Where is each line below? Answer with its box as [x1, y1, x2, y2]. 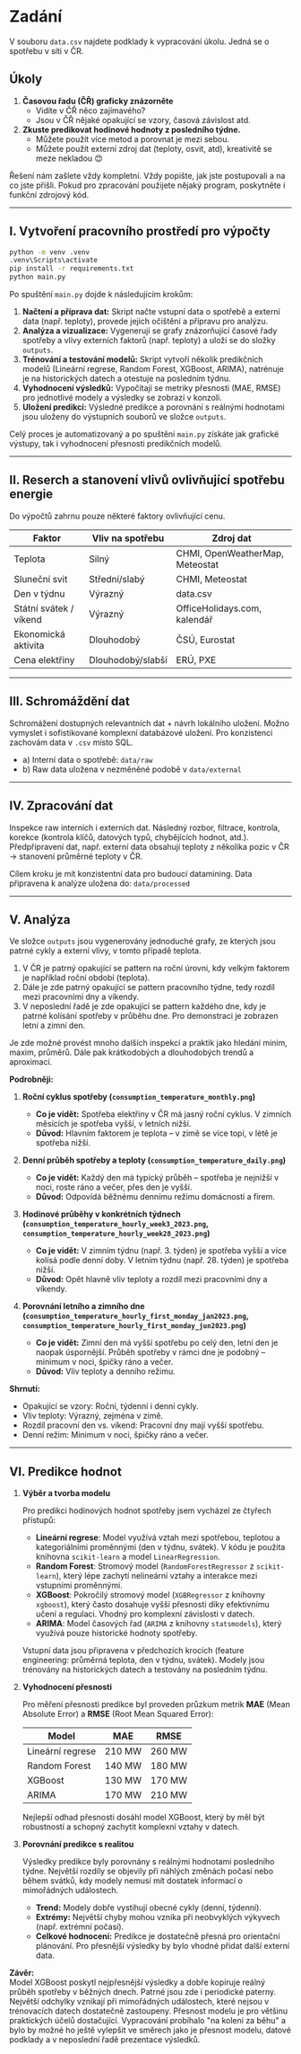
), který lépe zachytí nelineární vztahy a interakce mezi [56, 1571, 258, 1581]
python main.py [9, 272, 66, 282]
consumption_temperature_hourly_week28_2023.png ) [21, 1228, 211, 1239]
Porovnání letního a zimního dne [21, 1301, 145, 1312]
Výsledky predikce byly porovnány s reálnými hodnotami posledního [21, 1856, 275, 1867]
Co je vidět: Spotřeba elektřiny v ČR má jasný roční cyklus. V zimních [35, 1109, 292, 1120]
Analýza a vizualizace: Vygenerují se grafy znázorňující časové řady [21, 325, 278, 336]
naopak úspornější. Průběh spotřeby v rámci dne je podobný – [35, 1347, 266, 1358]
